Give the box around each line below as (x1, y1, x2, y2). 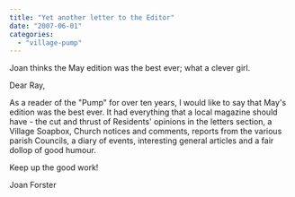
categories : (9, 30, 54, 39)
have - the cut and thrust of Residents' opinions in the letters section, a (9, 116, 273, 127)
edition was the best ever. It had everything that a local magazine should (9, 107, 278, 117)
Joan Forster (9, 180, 57, 191)
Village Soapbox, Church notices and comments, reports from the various (9, 126, 282, 137)
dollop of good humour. (9, 145, 96, 156)
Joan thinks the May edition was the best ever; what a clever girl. (9, 63, 251, 73)
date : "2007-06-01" (9, 21, 83, 30)
